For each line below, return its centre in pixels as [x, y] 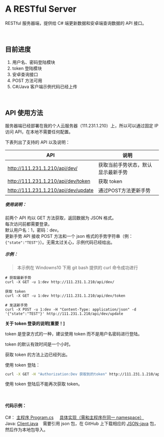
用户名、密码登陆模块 [33, 62]
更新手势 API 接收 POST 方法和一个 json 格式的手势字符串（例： [69, 236]
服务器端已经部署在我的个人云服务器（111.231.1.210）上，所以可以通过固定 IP [82, 125]
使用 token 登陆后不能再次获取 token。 [44, 384]
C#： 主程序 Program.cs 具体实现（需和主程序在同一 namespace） [75, 417]
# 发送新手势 [16, 305]
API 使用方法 [24, 113]
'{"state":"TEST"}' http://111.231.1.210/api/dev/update [64, 313]
